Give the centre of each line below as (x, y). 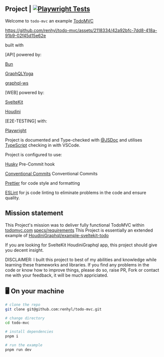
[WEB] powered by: (25, 92)
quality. (12, 198)
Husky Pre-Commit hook (30, 164)
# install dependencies (29, 332)
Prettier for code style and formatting (43, 183)
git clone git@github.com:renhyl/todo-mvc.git (53, 309)
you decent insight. (24, 250)
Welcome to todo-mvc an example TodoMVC (49, 21)
